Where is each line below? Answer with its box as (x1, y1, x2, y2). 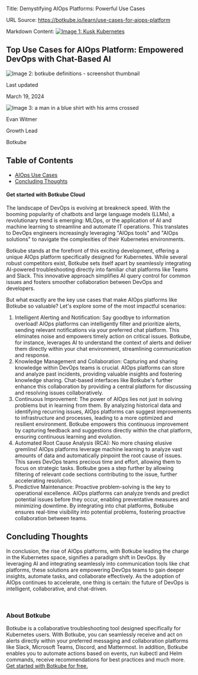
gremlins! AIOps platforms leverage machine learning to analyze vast (14, 445, 183, 452)
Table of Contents (6, 156, 74, 166)
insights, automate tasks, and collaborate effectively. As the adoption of (6, 572, 181, 579)
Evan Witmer (6, 115, 37, 123)
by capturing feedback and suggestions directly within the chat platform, (14, 426, 192, 433)
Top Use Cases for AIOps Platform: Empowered (6, 45, 184, 55)
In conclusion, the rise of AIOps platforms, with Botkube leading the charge (6, 547, 189, 555)
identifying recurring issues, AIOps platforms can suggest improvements (14, 407, 192, 415)
